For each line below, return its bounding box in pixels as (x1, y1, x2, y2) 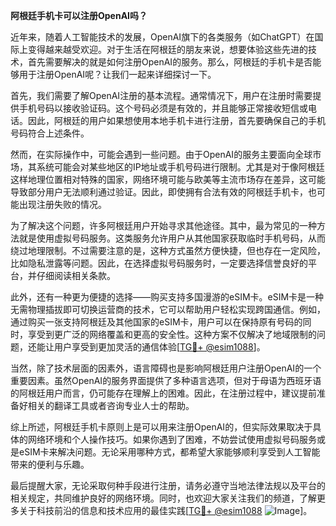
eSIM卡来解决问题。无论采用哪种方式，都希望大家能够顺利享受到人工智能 (18, 446, 321, 458)
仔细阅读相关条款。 (36, 270, 116, 281)
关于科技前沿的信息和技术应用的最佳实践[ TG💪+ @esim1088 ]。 (18, 505, 313, 516)
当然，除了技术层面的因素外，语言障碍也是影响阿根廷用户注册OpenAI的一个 (10, 362, 322, 374)
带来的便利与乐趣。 (10, 459, 90, 470)
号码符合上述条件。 (10, 127, 90, 139)
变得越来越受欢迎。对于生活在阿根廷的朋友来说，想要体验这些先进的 (27, 44, 308, 55)
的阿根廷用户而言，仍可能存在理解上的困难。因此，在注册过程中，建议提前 (10, 387, 317, 399)
